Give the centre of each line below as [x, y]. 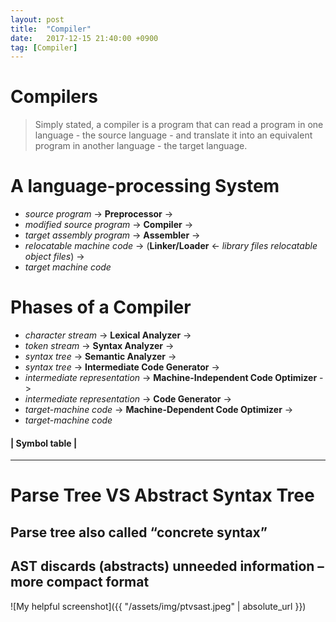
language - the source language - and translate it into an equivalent [173, 135]
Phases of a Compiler [101, 307]
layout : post [37, 19]
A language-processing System [145, 186]
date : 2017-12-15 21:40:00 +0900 [84, 38]
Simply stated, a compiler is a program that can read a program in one [179, 125]
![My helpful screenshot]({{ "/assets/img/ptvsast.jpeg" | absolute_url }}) [158, 606]
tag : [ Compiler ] [44, 47]
